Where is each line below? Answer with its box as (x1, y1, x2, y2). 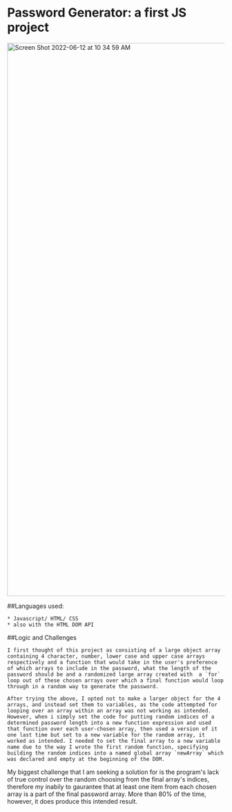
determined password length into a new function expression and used (7, 719, 212, 726)
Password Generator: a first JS (7, 5, 187, 21)
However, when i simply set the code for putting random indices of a (7, 713, 215, 720)
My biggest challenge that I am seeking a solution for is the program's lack (7, 768, 220, 776)
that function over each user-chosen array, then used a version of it (7, 725, 217, 732)
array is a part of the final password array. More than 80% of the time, (7, 790, 206, 798)
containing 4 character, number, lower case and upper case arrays (7, 652, 206, 660)
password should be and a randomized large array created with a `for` (7, 671, 221, 678)
